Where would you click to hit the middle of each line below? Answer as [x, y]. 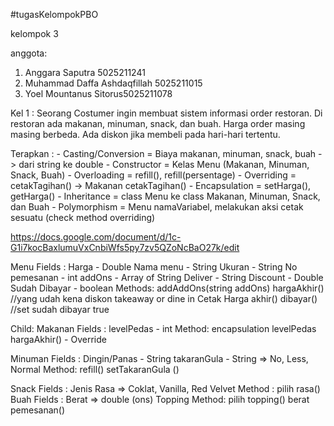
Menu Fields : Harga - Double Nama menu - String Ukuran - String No [154, 267]
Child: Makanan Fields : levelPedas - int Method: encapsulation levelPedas [163, 328]
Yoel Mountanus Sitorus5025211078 [98, 93]
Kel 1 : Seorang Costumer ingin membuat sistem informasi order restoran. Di [166, 113]
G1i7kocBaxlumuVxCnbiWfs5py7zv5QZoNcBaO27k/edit [125, 247]
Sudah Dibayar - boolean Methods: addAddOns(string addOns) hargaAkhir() [167, 288]
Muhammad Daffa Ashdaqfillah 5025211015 [113, 83]
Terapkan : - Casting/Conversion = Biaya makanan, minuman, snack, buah [163, 153]
